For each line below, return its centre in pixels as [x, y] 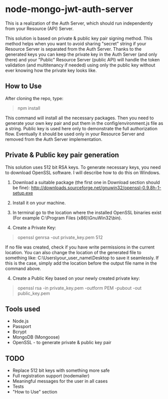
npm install [29, 108]
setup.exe [23, 193]
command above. [23, 268]
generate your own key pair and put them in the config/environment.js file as [84, 123]
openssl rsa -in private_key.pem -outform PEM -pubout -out [79, 288]
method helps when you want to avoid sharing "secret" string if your [76, 43]
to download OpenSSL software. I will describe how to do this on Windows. [83, 173]
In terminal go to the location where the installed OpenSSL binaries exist [87, 212]
